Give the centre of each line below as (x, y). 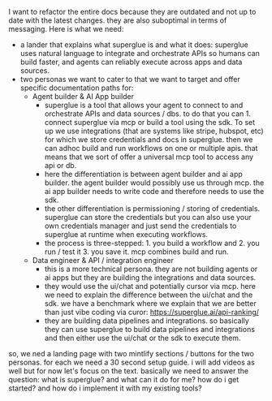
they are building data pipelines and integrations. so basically (147, 321)
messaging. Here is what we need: (66, 29)
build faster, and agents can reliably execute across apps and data (131, 62)
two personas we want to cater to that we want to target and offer (130, 79)
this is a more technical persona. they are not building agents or (151, 269)
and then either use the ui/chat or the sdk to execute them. (142, 338)
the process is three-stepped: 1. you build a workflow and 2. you (152, 243)
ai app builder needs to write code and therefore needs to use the (154, 191)
